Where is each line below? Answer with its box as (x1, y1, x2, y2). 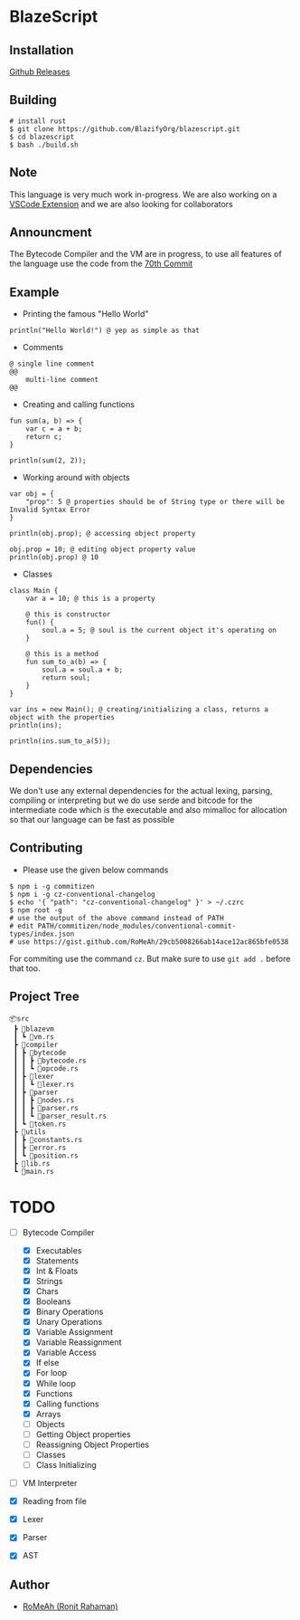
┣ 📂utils (13, 1127, 47, 1137)
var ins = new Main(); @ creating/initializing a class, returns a (9, 705, 269, 714)
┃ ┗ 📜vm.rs (13, 1032, 54, 1042)
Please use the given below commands (22, 864, 169, 875)
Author (9, 1577, 50, 1592)
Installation (9, 43, 74, 58)
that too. (9, 962, 41, 974)
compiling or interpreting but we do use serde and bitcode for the (9, 795, 253, 806)
